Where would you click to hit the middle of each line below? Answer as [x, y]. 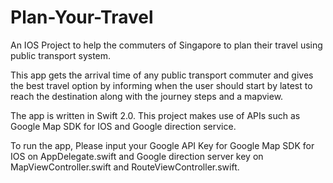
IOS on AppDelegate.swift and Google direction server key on [137, 156]
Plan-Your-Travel [82, 17]
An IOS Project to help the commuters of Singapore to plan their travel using [166, 45]
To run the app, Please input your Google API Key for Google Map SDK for [162, 145]
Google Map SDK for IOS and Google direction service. [123, 126]
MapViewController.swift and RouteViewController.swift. [125, 167]
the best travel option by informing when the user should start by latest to [161, 85]
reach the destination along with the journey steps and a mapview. [147, 96]
